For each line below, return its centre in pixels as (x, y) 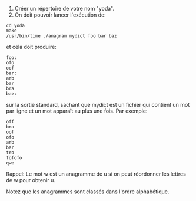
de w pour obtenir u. (31, 180)
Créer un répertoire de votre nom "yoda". (64, 9)
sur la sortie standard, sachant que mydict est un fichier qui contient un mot (98, 105)
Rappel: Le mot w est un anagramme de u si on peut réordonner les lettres (96, 174)
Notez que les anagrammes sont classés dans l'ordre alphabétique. (88, 192)
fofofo (14, 158)
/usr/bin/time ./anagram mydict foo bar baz (62, 36)
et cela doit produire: (31, 47)
